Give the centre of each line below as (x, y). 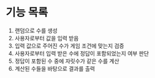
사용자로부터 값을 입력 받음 (47, 38)
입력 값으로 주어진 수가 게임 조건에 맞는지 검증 (69, 46)
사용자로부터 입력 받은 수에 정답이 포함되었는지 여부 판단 (82, 53)
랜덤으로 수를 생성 (36, 30)
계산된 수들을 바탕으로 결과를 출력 (55, 68)
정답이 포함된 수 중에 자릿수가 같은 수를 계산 (67, 61)
